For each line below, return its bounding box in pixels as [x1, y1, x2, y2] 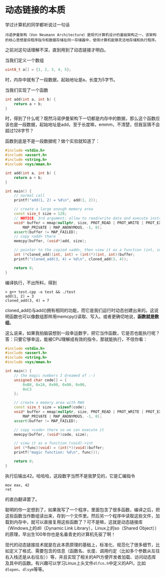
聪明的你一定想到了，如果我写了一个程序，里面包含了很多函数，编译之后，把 [5, 507, 160, 513]
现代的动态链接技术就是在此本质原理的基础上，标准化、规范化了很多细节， [5, 542, 156, 548]
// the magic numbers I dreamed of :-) [14, 373, 96, 378]
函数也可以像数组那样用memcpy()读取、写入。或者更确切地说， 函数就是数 [9, 313, 160, 319]
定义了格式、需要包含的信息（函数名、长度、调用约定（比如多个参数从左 [9, 548, 156, 553]
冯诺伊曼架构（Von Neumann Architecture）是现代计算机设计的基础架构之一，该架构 [5, 32, 157, 37]
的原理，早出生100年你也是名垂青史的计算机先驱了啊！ [5, 531, 116, 537]
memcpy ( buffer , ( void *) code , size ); [14, 432, 89, 437]
